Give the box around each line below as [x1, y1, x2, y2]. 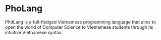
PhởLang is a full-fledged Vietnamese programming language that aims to [5, 19, 156, 25]
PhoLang [5, 3, 43, 14]
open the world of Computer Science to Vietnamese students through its [5, 24, 154, 30]
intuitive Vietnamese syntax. [5, 29, 63, 35]
